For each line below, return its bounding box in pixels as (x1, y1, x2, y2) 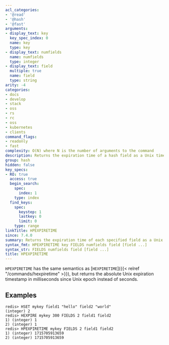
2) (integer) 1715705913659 (5, 335, 64, 340)
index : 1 (18, 190, 37, 195)
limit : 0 (18, 219, 37, 224)
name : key (10, 40, 30, 45)
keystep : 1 (18, 209, 42, 215)
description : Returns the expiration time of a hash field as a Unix (5, 153, 154, 158)
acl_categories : (5, 7, 39, 13)
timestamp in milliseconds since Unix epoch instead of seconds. (5, 276, 138, 282)
